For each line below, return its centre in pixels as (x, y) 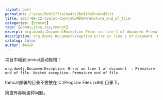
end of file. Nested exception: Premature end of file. (63, 73)
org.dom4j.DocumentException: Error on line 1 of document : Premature (80, 69)
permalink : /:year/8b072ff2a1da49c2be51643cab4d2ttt (59, 14)
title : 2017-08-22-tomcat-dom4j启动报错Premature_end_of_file (68, 18)
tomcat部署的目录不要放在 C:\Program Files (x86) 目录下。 (64, 82)
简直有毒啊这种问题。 (26, 92)
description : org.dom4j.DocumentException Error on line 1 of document (79, 37)
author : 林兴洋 (19, 45)
